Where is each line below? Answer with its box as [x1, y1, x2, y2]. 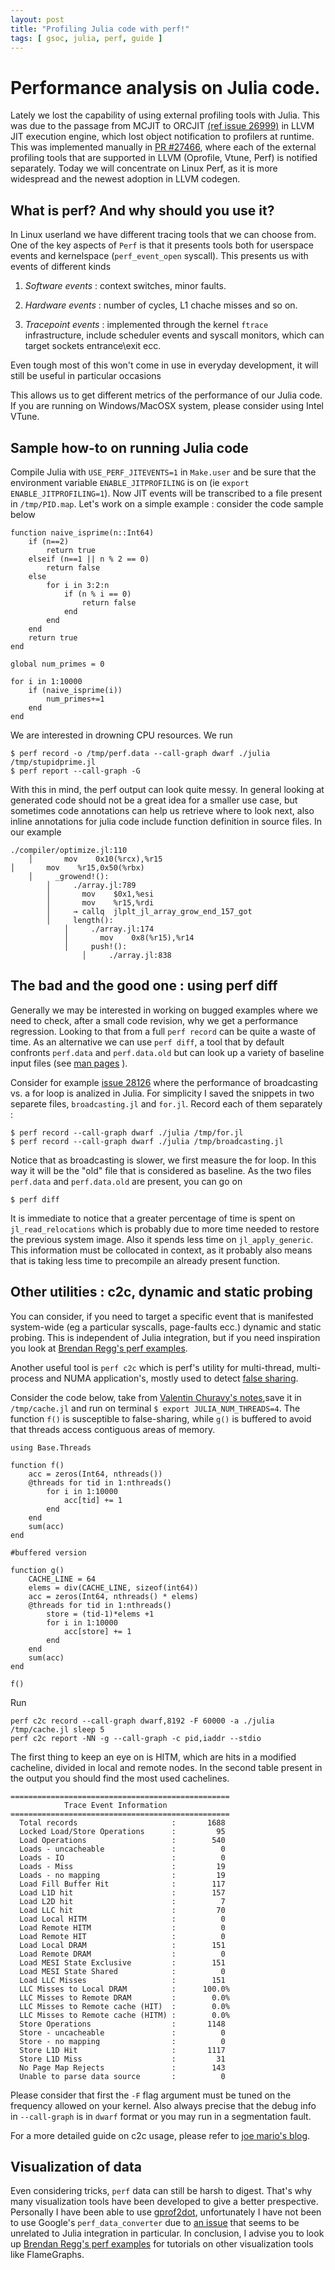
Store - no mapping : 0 [19, 2036, 226, 2046]
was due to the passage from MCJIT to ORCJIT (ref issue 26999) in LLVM [10, 120, 315, 132]
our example [10, 826, 62, 838]
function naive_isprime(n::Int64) [10, 527, 155, 538]
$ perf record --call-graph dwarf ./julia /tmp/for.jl [10, 1127, 244, 1138]
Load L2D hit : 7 [19, 1896, 226, 1906]
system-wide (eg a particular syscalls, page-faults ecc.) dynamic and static [10, 1321, 322, 1333]
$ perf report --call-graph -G [10, 766, 141, 776]
